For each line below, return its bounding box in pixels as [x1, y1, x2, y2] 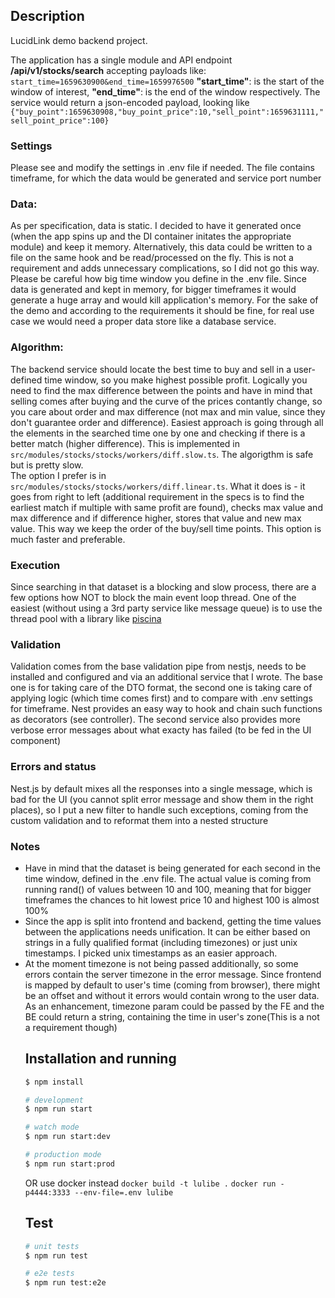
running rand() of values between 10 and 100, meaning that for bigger [24, 883, 312, 895]
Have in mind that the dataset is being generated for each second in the [24, 862, 321, 874]
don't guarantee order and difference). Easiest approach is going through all [10, 416, 324, 428]
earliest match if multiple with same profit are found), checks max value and [10, 501, 323, 513]
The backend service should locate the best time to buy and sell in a [10, 363, 292, 375]
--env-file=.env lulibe [74, 1187, 174, 1198]
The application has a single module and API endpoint [10, 54, 233, 66]
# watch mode [24, 1122, 80, 1133]
